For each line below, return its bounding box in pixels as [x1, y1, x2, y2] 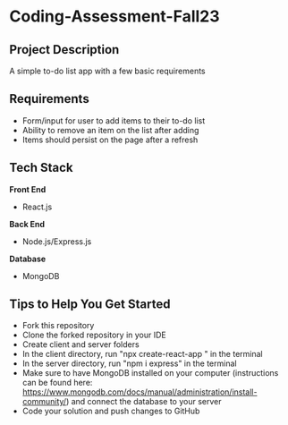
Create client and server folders [21, 339, 140, 350]
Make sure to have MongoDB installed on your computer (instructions [21, 368, 279, 378]
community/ [21, 396, 67, 407]
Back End [9, 218, 46, 229]
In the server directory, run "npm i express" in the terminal [21, 358, 237, 369]
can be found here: [21, 378, 93, 388]
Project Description [9, 42, 120, 57]
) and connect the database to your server [65, 396, 222, 407]
